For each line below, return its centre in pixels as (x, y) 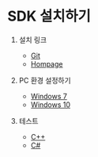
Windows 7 (49, 96)
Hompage (47, 63)
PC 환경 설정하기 (45, 80)
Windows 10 (51, 105)
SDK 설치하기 (49, 16)
